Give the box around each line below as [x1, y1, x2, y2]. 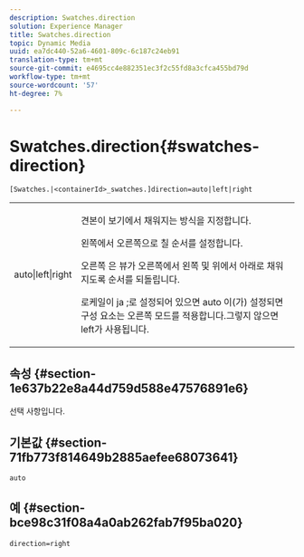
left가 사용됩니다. [81, 323, 149, 336]
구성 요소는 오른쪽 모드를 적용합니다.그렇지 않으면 [81, 310, 279, 322]
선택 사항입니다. [9, 406, 66, 417]
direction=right [9, 539, 71, 548]
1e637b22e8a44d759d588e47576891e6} [9, 380, 249, 396]
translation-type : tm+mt [9, 55, 103, 64]
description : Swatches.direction [9, 13, 136, 23]
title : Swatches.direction [9, 30, 111, 39]
